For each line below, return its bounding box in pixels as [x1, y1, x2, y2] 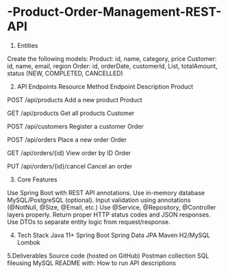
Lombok [16, 238, 41, 247]
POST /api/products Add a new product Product [7, 95, 142, 103]
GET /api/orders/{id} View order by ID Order [7, 149, 131, 157]
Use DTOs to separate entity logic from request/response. [7, 217, 171, 226]
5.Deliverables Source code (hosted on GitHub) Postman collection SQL [7, 251, 210, 260]
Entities [16, 41, 38, 49]
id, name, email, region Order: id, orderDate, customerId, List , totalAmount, [7, 62, 218, 70]
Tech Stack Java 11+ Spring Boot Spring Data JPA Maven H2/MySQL [16, 231, 211, 239]
